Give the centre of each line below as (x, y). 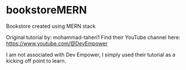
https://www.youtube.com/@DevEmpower (57, 43)
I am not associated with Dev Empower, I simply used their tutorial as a (91, 54)
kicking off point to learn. (36, 61)
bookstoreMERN (47, 10)
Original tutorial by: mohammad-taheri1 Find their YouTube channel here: (93, 37)
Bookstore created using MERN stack (51, 26)
